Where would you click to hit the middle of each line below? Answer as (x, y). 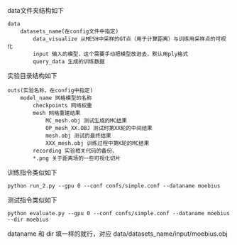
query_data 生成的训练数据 (69, 62)
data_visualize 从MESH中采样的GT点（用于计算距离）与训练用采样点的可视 (129, 39)
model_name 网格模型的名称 (56, 98)
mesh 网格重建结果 (57, 113)
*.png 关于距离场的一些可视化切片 (77, 158)
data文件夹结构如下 (35, 10)
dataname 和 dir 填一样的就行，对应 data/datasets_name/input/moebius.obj (118, 234)
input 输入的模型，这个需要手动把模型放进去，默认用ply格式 (111, 54)
